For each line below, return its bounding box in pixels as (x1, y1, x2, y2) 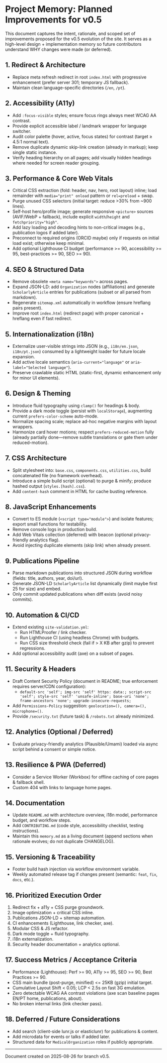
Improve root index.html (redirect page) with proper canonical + (12, 310, 144, 317)
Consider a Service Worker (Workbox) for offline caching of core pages (12, 774, 159, 780)
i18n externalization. (12, 936, 54, 942)
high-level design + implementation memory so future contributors (5, 41, 142, 47)
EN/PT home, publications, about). (12, 995, 83, 1001)
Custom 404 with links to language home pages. (12, 784, 112, 790)
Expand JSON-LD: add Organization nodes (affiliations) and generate (12, 284, 155, 290)
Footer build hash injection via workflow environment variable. (12, 866, 140, 872)
